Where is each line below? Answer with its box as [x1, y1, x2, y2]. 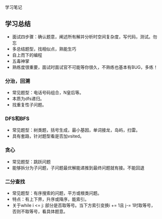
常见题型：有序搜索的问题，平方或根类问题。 [12, 190, 102, 196]
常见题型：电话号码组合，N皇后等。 [12, 90, 84, 96]
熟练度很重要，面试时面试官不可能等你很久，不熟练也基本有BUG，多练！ [12, 64, 158, 70]
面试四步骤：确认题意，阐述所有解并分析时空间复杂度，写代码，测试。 [12, 34, 153, 40]
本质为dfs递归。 [12, 96, 45, 101]
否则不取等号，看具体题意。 [12, 209, 68, 214]
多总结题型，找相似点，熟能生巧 [12, 46, 76, 52]
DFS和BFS [5, 115, 30, 122]
